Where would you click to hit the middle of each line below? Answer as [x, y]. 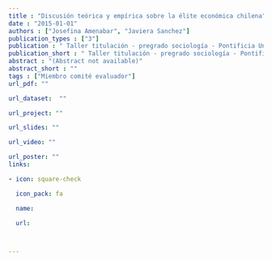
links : [19, 165]
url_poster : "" [34, 157]
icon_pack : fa [39, 194]
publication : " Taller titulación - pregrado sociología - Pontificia [132, 46]
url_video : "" [32, 143]
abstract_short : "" [43, 69]
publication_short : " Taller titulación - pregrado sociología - [123, 53]
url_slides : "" [34, 128]
